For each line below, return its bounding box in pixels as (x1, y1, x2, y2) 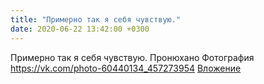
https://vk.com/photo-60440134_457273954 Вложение (10, 62, 242, 74)
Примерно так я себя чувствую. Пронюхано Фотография (10, 51, 255, 63)
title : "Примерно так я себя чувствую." (10, 14, 182, 25)
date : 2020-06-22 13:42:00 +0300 (10, 24, 150, 34)
